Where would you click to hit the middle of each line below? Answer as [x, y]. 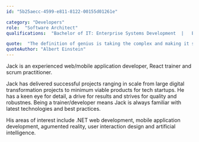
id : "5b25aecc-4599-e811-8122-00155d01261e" [62, 11]
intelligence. [21, 133]
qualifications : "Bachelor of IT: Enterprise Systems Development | [95, 33]
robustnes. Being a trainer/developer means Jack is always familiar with [94, 103]
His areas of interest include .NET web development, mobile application [93, 120]
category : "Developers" [36, 22]
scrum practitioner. [29, 72]
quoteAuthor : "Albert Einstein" [46, 49]
